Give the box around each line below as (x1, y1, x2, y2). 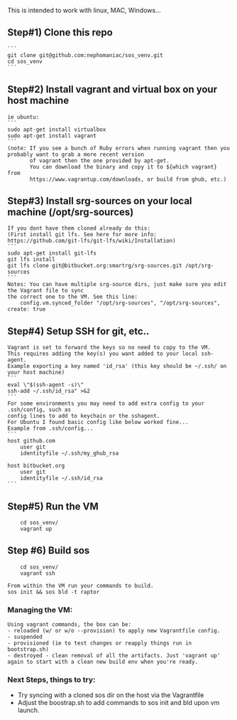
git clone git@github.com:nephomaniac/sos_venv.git (7, 51, 163, 59)
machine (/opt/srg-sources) (7, 206, 134, 218)
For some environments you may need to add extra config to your (7, 400, 204, 408)
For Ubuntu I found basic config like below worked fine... (7, 419, 189, 426)
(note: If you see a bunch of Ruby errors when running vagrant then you (7, 144, 231, 152)
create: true (7, 306, 46, 313)
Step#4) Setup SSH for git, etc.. (7, 325, 150, 337)
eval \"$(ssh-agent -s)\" (7, 381, 84, 388)
